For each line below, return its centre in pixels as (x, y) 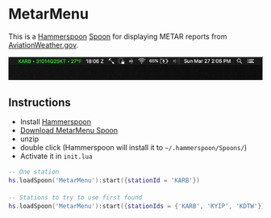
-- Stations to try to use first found (75, 197)
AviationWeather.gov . (44, 44)
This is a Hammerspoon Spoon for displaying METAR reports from (118, 36)
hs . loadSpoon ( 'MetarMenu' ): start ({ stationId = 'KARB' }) (104, 181)
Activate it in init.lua (56, 156)
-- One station (34, 172)
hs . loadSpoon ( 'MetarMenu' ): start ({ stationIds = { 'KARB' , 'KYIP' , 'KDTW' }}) (138, 206)
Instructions (40, 102)
